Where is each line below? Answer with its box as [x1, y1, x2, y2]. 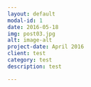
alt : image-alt [7, 37, 53, 44]
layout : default [7, 10, 55, 18]
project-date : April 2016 [7, 43, 84, 50]
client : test [7, 50, 46, 57]
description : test [7, 63, 62, 70]
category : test [7, 57, 53, 64]
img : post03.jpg [7, 30, 55, 37]
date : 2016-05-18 [7, 23, 59, 30]
